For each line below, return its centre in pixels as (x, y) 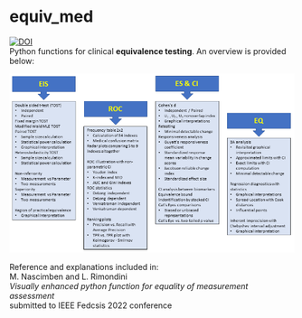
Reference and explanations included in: (84, 267)
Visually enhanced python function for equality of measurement (129, 285)
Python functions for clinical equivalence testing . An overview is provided (148, 51)
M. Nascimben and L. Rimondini (69, 276)
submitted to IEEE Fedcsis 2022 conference (91, 305)
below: (22, 61)
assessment (32, 295)
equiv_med (52, 17)
